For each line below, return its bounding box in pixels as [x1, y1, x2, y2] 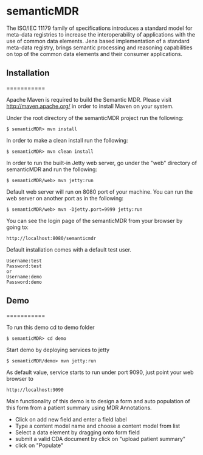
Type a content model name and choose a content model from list [15, 422, 181, 429]
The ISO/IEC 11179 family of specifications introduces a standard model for [6, 24, 193, 32]
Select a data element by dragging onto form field [15, 428, 140, 436]
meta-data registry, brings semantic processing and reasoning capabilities [6, 44, 193, 51]
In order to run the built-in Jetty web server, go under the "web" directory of [6, 159, 198, 166]
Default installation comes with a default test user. [6, 245, 132, 253]
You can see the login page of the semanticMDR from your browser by [6, 217, 183, 224]
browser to [6, 375, 33, 382]
